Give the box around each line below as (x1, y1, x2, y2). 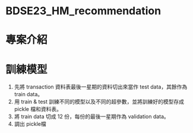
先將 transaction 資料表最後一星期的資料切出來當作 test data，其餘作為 (14, 83, 188, 90)
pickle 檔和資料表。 (14, 106, 62, 113)
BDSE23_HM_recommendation (5, 4, 162, 18)
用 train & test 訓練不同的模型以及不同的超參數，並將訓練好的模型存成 (14, 98, 185, 105)
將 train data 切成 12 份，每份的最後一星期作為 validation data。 (14, 113, 170, 120)
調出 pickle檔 (14, 121, 46, 128)
